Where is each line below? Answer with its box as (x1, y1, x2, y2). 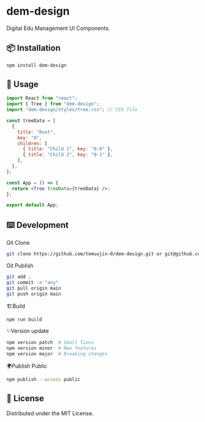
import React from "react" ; (6, 95, 78, 101)
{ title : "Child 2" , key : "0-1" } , (22, 151, 113, 158)
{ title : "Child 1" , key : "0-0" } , (22, 146, 113, 152)
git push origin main (6, 291, 62, 297)
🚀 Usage (6, 79, 38, 90)
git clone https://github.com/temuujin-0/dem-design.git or (6, 251, 163, 257)
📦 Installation (6, 43, 61, 53)
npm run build (6, 316, 43, 322)
